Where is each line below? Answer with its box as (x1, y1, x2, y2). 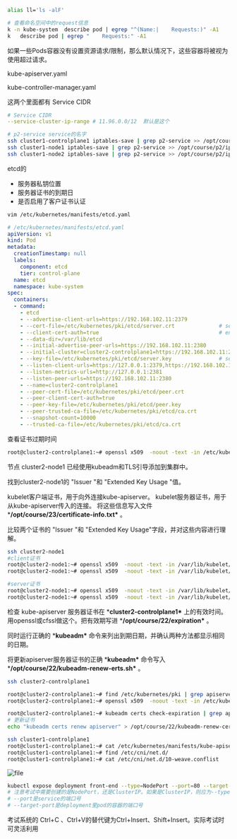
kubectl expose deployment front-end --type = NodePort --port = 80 (7, 782, 200, 790)
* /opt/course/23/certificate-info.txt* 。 (7, 510, 127, 519)
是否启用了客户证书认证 (17, 196, 86, 205)
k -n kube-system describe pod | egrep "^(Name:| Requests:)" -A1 (7, 25, 219, 33)
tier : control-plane (20, 269, 80, 277)
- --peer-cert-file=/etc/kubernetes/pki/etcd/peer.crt (20, 388, 185, 395)
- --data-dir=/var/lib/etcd (20, 336, 102, 343)
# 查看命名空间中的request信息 (7, 19, 89, 26)
